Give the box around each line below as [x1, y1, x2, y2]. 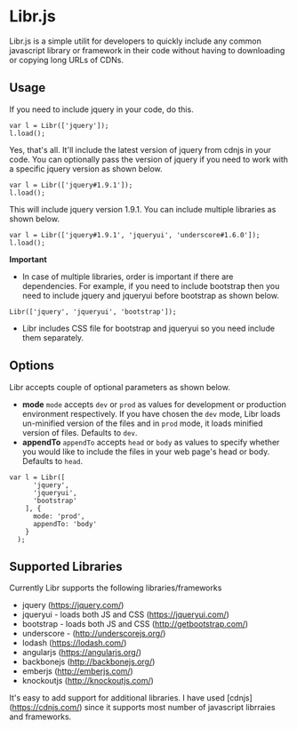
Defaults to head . [21, 455, 83, 466]
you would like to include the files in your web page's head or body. [21, 446, 270, 457]
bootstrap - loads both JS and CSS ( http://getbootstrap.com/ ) [21, 619, 249, 629]
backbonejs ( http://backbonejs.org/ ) [21, 656, 156, 668]
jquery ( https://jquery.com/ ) [21, 600, 124, 611]
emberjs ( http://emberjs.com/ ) [21, 666, 133, 677]
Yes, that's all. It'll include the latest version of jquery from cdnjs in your [9, 144, 271, 155]
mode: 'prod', [32, 511, 86, 521]
